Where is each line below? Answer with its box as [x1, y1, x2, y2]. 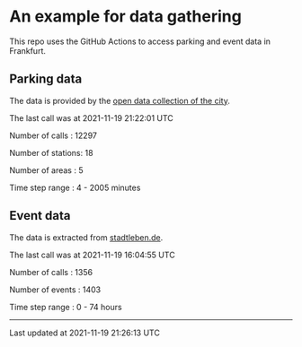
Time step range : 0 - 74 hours [9, 301, 123, 312]
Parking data [9, 72, 83, 87]
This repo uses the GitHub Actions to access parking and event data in [9, 36, 271, 47]
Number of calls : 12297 [9, 130, 97, 141]
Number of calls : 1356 [9, 266, 93, 277]
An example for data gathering [9, 6, 243, 27]
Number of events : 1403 [9, 284, 102, 295]
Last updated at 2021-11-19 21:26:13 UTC [9, 327, 160, 338]
